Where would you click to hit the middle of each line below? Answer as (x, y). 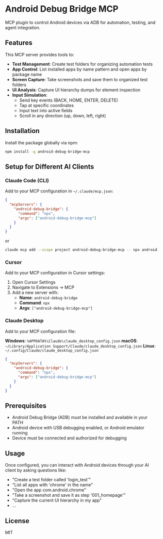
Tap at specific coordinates (47, 105)
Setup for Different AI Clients (49, 166)
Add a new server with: (35, 293)
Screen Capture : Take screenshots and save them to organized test (80, 79)
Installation (22, 131)
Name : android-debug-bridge (48, 298)
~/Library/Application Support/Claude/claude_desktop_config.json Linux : (81, 346)
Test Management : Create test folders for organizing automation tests (82, 64)
